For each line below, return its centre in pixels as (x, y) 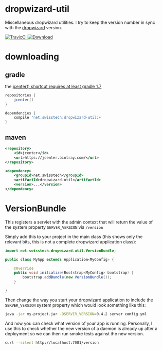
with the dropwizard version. (34, 27)
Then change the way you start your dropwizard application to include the (79, 300)
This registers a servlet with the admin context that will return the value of (79, 222)
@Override (24, 268)
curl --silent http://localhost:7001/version (52, 342)
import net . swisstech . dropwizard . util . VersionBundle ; (61, 251)
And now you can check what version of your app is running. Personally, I (79, 323)
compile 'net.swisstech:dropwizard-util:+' (59, 118)
